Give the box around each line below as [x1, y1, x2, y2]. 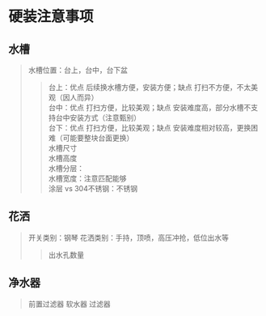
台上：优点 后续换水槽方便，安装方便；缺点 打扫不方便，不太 [48, 83, 251, 92]
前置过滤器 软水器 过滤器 [27, 299, 111, 309]
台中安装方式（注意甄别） [55, 113, 141, 122]
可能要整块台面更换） [62, 133, 134, 143]
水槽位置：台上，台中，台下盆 [27, 66, 128, 75]
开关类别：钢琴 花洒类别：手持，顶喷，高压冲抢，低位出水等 [27, 233, 229, 242]
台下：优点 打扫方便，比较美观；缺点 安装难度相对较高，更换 [48, 123, 251, 132]
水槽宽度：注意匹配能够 [48, 173, 127, 183]
